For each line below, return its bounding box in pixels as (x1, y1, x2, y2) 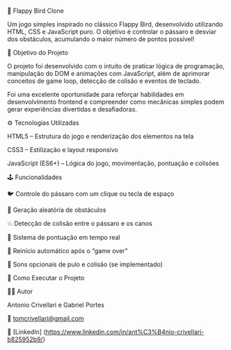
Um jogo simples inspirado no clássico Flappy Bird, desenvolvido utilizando (7, 20, 223, 28)
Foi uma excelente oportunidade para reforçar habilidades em (7, 91, 184, 98)
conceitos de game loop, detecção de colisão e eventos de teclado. (7, 77, 202, 85)
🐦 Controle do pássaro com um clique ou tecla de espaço (7, 190, 175, 198)
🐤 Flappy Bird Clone (7, 7, 64, 15)
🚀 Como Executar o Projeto (7, 274, 85, 282)
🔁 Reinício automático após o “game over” (7, 247, 128, 254)
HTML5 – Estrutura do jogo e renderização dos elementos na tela (7, 132, 194, 140)
